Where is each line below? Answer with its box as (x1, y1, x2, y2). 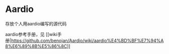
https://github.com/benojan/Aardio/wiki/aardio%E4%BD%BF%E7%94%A (11, 37, 164, 43)
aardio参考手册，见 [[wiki (5, 31, 58, 37)
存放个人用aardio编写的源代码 (5, 20, 67, 26)
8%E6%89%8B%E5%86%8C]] (5, 43, 70, 49)
